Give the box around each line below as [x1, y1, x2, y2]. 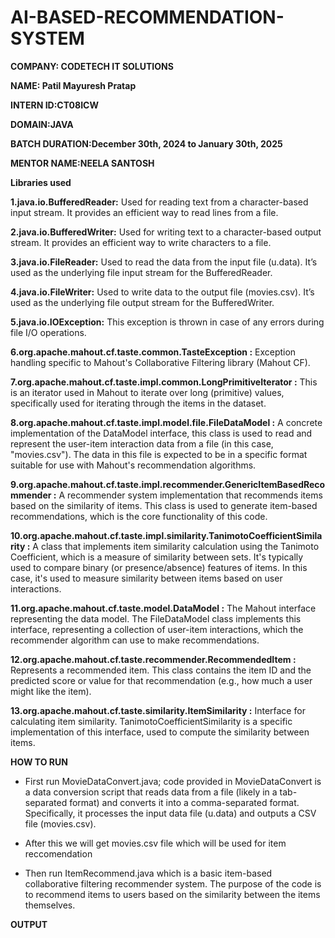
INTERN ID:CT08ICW [10, 99, 99, 111]
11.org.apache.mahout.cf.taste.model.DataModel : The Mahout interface [10, 602, 317, 614]
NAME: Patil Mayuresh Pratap [10, 79, 137, 91]
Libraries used [10, 176, 72, 188]
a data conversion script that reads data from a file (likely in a [24, 786, 278, 798]
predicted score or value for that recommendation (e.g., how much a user [10, 674, 313, 686]
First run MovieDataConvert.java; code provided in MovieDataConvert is [24, 775, 322, 787]
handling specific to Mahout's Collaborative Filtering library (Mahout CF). [10, 356, 311, 368]
